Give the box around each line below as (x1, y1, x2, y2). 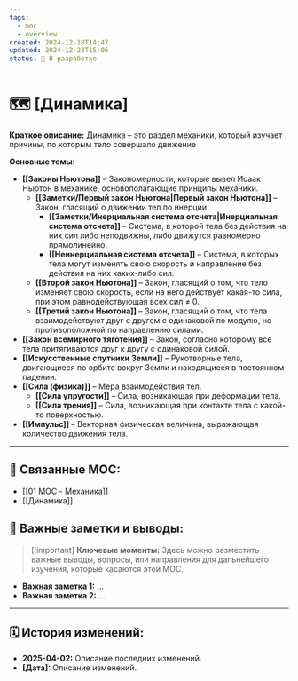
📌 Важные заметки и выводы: (9, 521, 184, 536)
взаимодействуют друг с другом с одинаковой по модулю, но (35, 314, 272, 325)
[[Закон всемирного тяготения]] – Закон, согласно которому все (21, 334, 272, 344)
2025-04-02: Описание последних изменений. (21, 653, 202, 664)
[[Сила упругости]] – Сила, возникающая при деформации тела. (35, 390, 282, 400)
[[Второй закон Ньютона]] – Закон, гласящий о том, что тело (35, 277, 269, 288)
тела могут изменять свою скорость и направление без (48, 258, 262, 269)
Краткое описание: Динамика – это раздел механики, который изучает (9, 130, 283, 140)
